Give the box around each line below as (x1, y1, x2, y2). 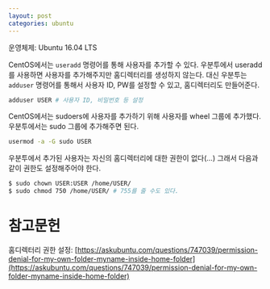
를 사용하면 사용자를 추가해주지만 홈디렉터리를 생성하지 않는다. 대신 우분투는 (8, 69, 247, 79)
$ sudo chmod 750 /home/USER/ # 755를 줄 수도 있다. (8, 187, 179, 195)
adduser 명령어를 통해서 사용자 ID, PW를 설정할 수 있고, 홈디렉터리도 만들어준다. (8, 80, 260, 90)
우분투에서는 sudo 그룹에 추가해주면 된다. (8, 122, 139, 132)
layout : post (8, 11, 52, 20)
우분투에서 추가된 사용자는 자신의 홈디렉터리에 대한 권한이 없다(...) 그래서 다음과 (8, 153, 259, 163)
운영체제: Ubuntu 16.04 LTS (8, 42, 98, 52)
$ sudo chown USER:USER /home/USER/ (8, 179, 131, 188)
